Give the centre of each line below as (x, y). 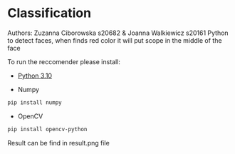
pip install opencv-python (47, 129)
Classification (49, 13)
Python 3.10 (35, 76)
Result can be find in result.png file (59, 143)
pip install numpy (35, 102)
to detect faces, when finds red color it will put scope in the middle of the (115, 40)
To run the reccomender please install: (64, 61)
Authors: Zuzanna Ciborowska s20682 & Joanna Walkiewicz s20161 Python (118, 33)
